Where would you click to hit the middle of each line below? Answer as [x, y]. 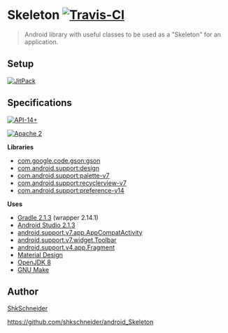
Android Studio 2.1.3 [46, 225]
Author [23, 291]
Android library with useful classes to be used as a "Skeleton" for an [123, 34]
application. [41, 41]
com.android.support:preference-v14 [71, 190]
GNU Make [33, 269]
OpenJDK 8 [34, 262]
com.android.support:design [58, 168]
